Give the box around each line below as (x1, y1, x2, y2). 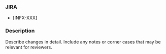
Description (5, 27, 35, 34)
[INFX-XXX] (12, 15, 38, 21)
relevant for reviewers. (5, 44, 52, 50)
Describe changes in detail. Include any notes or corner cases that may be (5, 38, 161, 44)
